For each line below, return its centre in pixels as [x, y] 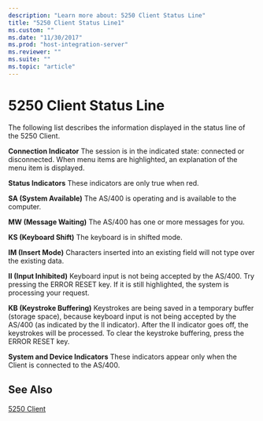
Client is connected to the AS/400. [64, 365]
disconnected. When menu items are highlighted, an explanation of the [123, 159]
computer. [25, 206]
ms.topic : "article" [42, 67]
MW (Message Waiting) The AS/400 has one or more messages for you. [127, 222]
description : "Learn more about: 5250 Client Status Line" [107, 15]
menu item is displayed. [46, 168]
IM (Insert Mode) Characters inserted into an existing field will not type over [131, 252]
